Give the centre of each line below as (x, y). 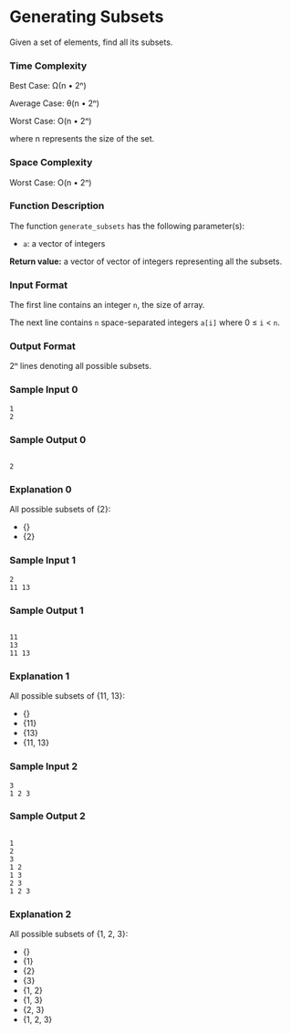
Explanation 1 (40, 676)
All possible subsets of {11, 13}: (68, 696)
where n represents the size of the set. (82, 139)
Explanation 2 (41, 913)
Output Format (42, 346)
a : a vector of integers (64, 243)
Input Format (39, 285)
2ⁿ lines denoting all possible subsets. (81, 366)
